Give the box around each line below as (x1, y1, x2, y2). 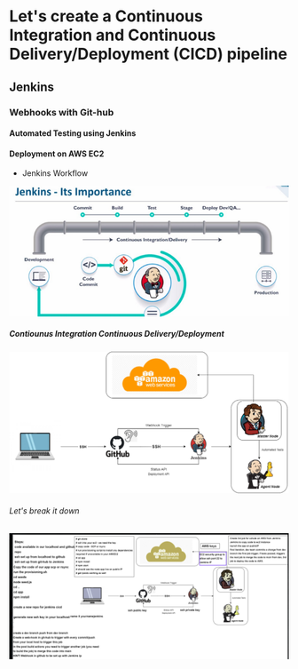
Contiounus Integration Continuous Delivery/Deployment (9, 329, 224, 339)
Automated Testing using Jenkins (9, 128, 137, 139)
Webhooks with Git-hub (9, 106, 114, 118)
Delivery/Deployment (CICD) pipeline (9, 44, 288, 64)
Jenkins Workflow (21, 168, 89, 179)
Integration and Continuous (9, 25, 216, 45)
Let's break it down (9, 505, 80, 516)
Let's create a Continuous (9, 6, 204, 27)
